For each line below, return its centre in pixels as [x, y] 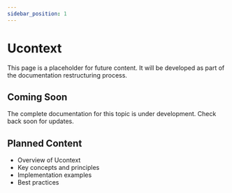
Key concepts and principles [58, 168]
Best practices [38, 183]
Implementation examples [55, 175]
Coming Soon [37, 97]
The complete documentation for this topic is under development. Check [112, 114]
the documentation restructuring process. [67, 75]
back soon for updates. [41, 121]
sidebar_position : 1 [37, 14]
